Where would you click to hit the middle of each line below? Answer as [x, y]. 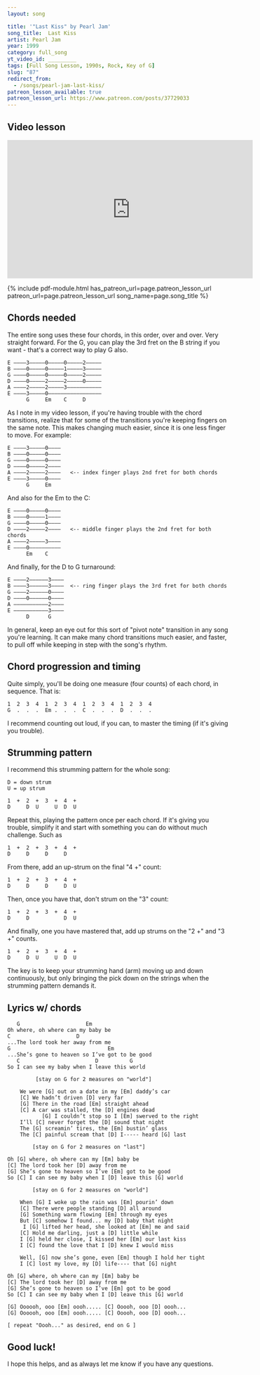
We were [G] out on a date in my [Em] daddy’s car [95, 1092]
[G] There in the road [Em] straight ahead [84, 1104]
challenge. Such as [35, 835]
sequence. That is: [34, 691]
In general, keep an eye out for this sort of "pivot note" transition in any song [118, 629]
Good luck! [32, 1347]
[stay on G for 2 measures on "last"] [89, 1147]
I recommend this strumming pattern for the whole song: [89, 770]
